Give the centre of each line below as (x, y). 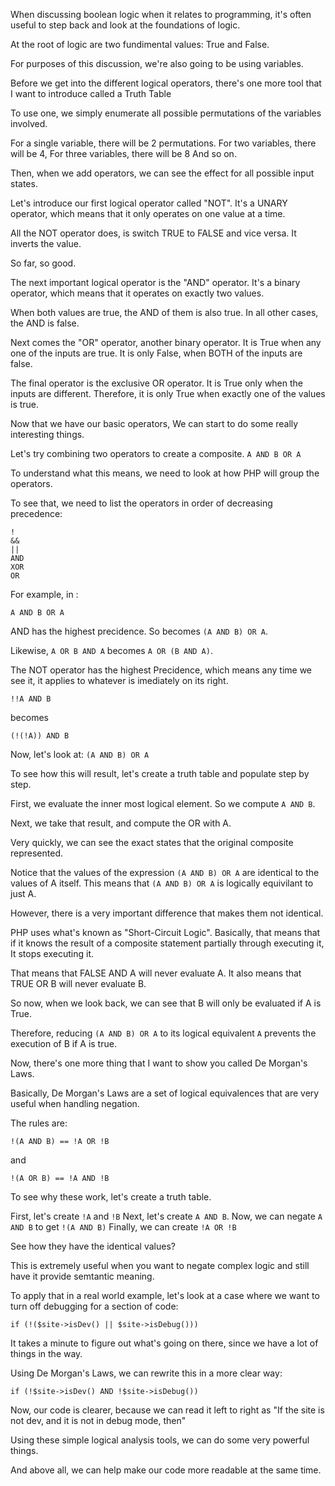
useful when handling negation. (75, 1103)
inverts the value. (46, 243)
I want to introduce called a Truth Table (91, 93)
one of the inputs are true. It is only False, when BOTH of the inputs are (156, 353)
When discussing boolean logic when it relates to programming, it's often (161, 14)
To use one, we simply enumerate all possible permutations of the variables (166, 113)
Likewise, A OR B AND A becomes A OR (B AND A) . (111, 650)
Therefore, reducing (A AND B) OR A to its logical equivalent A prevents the (163, 1033)
